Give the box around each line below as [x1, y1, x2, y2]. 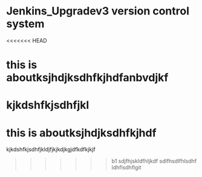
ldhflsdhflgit [111, 164, 142, 171]
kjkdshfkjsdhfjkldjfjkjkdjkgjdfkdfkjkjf [6, 146, 96, 153]
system [6, 17, 45, 31]
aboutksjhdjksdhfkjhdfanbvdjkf [6, 71, 169, 85]
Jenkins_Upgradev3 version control [6, 4, 189, 18]
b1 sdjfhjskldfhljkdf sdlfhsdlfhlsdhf [111, 158, 197, 165]
